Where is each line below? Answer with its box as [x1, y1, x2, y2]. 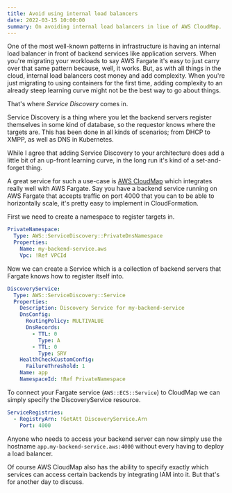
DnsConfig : [19, 311, 51, 318]
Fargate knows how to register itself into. [7, 271, 124, 280]
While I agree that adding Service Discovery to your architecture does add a [7, 149, 224, 157]
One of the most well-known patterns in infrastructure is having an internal [7, 42, 221, 51]
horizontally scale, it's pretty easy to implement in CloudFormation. [7, 199, 199, 208]
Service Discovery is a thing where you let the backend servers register [7, 113, 212, 122]
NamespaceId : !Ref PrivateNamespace [19, 376, 126, 383]
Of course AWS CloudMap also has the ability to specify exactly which [7, 462, 209, 471]
